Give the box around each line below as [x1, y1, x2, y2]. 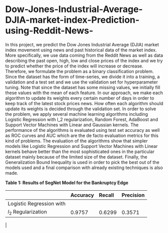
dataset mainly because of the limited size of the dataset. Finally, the [5, 153, 147, 160]
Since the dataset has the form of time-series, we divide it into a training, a [5, 73, 160, 80]
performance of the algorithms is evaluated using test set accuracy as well [5, 127, 160, 133]
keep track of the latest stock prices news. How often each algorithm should [5, 100, 163, 106]
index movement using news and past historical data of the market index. [5, 47, 157, 53]
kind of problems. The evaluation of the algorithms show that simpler [5, 137, 148, 144]
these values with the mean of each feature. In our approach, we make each [5, 90, 163, 96]
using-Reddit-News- [5, 25, 94, 36]
